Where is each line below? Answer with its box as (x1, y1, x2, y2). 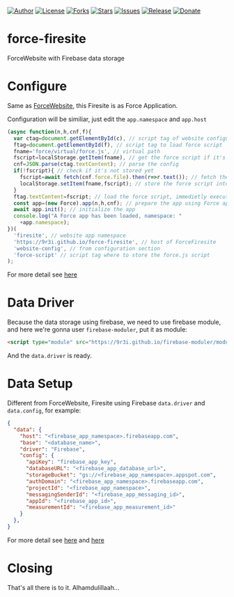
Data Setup (7, 376, 73, 391)
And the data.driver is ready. (7, 352, 92, 360)
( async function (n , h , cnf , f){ (7, 128, 92, 135)
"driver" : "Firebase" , (19, 446, 86, 453)
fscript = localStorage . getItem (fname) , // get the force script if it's (13, 154, 226, 162)
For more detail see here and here (7, 536, 104, 544)
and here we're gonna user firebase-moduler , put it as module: (7, 325, 188, 334)
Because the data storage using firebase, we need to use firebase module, (7, 318, 221, 327)
